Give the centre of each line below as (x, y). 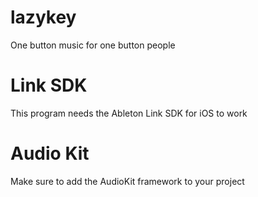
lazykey (43, 17)
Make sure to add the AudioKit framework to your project (127, 181)
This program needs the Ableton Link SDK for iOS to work (129, 113)
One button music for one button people (93, 45)
